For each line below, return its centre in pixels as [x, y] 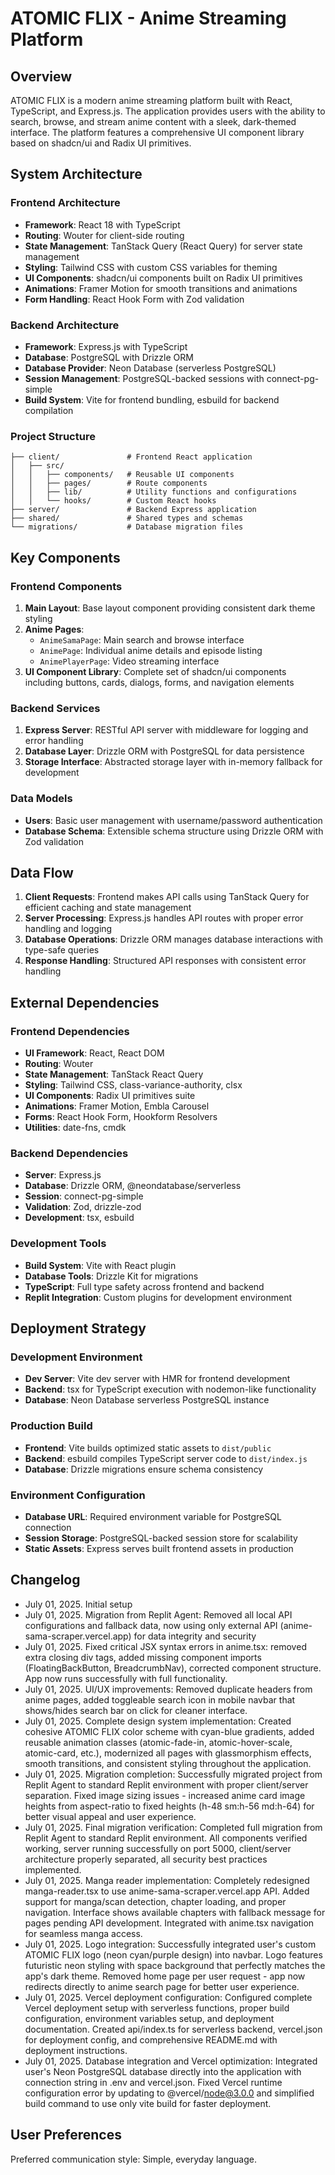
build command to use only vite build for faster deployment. [148, 2103]
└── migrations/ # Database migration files [127, 527]
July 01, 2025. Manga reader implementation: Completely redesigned [167, 1880]
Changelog [45, 1580]
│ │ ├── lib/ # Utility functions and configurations [154, 492]
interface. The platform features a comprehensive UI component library [157, 132]
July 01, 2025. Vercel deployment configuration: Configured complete [168, 1997]
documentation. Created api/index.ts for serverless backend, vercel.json [173, 2029]
